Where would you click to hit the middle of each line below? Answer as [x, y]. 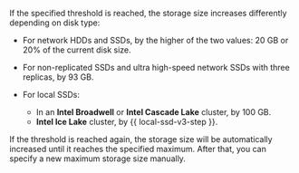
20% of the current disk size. [77, 50]
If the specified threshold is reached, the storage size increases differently [148, 13]
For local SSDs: [51, 95]
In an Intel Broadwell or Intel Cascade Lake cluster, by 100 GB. [154, 112]
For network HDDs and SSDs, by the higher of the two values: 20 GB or [155, 40]
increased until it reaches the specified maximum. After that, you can [138, 149]
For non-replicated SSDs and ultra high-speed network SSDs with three [156, 67]
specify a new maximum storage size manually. [97, 159]
